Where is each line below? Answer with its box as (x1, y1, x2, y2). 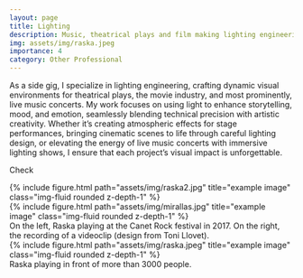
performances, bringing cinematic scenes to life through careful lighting (9, 128, 277, 138)
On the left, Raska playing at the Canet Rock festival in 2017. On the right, (9, 220, 280, 231)
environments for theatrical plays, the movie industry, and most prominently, (9, 89, 293, 100)
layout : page (9, 13, 59, 23)
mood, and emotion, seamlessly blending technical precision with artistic (9, 109, 280, 119)
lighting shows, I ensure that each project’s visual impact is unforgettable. (9, 147, 282, 158)
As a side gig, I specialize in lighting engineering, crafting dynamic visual (9, 80, 280, 90)
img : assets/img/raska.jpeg (9, 38, 115, 48)
